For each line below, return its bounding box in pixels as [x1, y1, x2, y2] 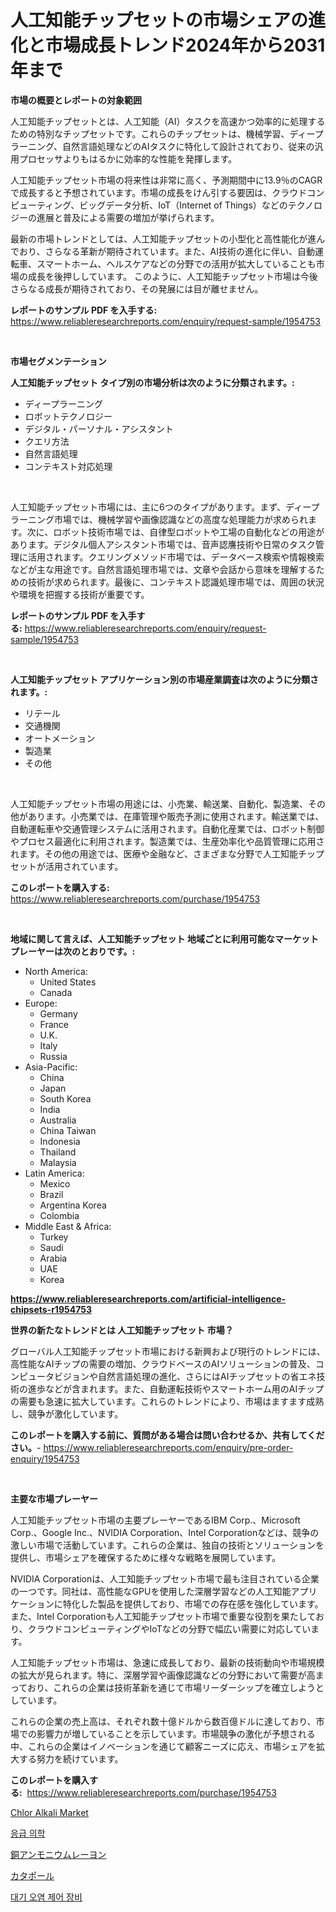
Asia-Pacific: [24, 1061, 78, 1073]
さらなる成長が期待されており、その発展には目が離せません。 [10, 282, 264, 295]
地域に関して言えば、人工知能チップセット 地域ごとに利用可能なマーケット [10, 932, 319, 945]
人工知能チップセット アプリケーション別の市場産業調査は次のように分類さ [10, 673, 320, 685]
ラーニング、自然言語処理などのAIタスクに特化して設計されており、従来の [10, 140, 315, 152]
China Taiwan [39, 1124, 97, 1136]
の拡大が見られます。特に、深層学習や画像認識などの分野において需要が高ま [10, 1669, 325, 1681]
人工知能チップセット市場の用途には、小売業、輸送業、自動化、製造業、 [10, 797, 308, 810]
